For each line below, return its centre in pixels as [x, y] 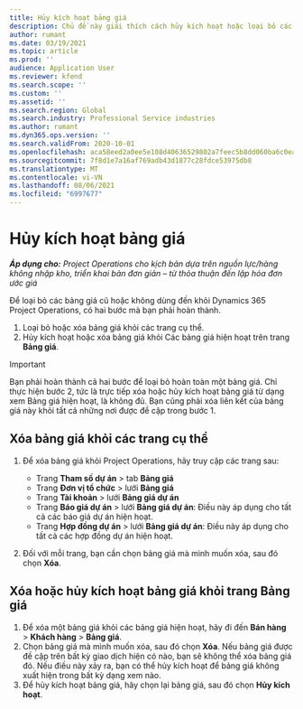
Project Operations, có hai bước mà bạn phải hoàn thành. [115, 310]
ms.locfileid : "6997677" [56, 194]
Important [28, 364]
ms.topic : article [44, 51]
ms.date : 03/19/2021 [48, 43]
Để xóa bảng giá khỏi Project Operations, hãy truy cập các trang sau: [151, 461]
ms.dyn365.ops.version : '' [60, 135]
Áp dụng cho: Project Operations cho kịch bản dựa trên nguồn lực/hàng [144, 264]
